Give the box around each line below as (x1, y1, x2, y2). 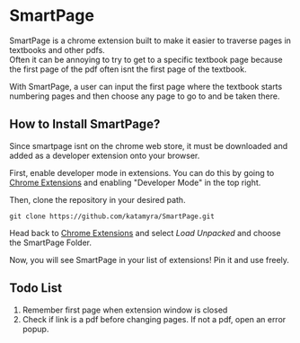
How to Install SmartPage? (9, 117, 161, 132)
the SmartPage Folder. (9, 237, 93, 248)
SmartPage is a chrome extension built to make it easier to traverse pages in (9, 35, 292, 46)
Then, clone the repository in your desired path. (9, 194, 186, 205)
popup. (22, 323, 49, 334)
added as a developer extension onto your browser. (9, 150, 200, 161)
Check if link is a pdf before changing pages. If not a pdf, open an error (22, 313, 287, 324)
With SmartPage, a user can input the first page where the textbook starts (9, 81, 283, 92)
